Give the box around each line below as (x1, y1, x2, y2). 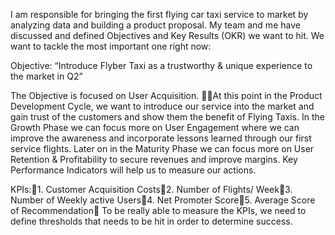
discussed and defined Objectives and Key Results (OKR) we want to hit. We (10, 30, 325, 41)
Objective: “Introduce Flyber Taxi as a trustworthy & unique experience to (10, 60, 313, 71)
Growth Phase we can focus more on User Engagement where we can (10, 122, 300, 133)
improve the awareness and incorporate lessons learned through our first (10, 132, 312, 144)
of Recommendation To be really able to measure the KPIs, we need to (10, 205, 307, 216)
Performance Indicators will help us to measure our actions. (10, 164, 257, 176)
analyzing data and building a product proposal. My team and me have (10, 19, 301, 31)
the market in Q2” (10, 70, 83, 82)
